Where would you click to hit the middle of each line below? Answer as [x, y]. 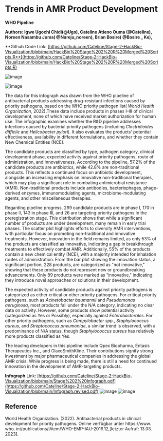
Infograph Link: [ [22, 376]
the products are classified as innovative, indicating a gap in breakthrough [79, 244]
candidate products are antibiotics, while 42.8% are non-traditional [72, 167]
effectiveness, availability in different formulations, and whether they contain [82, 137]
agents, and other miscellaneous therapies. [48, 198]
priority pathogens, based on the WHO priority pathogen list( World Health [80, 106]
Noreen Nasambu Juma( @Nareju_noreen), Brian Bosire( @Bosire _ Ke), [79, 37]
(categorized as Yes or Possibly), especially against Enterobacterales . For [79, 315]
